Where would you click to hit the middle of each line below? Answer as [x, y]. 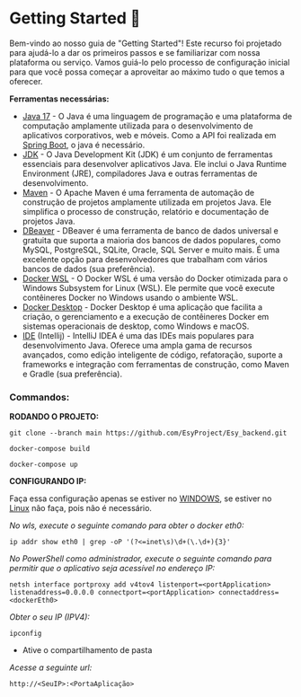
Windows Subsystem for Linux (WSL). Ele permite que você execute [149, 287]
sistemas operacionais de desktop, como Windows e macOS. [136, 326]
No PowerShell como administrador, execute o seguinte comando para [141, 559]
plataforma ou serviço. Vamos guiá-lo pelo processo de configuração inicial [150, 62]
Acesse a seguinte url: [51, 667]
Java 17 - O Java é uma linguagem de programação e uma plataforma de [157, 116]
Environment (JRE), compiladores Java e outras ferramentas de [140, 173]
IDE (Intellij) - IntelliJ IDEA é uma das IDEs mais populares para [138, 335]
